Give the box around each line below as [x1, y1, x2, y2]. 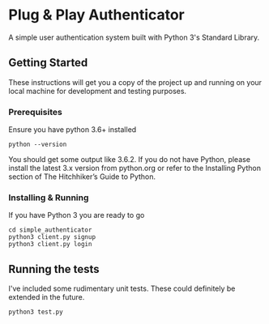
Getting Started [8, 56, 88, 70]
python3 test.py [8, 308, 63, 317]
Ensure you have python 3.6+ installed [8, 125, 137, 134]
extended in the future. [8, 292, 85, 302]
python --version [8, 140, 67, 149]
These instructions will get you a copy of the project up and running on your [8, 77, 262, 87]
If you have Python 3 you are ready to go [8, 211, 145, 220]
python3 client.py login [8, 241, 92, 249]
